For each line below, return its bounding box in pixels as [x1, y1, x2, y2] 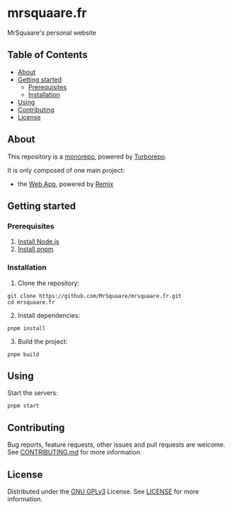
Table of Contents [7, 49, 88, 61]
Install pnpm [17, 245, 54, 253]
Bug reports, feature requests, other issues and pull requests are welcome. [7, 440, 226, 449]
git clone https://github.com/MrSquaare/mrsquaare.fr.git [7, 292, 182, 299]
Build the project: [17, 337, 68, 345]
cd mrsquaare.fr [7, 299, 55, 306]
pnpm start [7, 402, 40, 410]
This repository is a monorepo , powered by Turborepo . [7, 152, 167, 161]
